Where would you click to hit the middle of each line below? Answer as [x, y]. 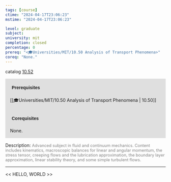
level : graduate [22, 28]
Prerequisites [26, 87]
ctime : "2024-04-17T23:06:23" [37, 15]
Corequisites [25, 118]
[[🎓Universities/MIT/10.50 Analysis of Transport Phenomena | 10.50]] [83, 100]
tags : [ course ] [21, 10]
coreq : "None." [21, 57]
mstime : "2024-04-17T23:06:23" [38, 19]
